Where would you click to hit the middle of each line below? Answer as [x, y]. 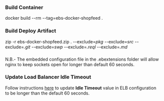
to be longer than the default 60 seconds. [47, 93]
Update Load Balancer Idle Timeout [48, 77]
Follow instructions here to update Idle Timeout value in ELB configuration [81, 88]
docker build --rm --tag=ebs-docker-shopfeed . [54, 18]
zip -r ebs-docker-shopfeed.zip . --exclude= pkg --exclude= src [69, 41]
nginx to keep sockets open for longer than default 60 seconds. [70, 64]
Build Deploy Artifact [31, 31]
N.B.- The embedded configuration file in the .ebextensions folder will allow [82, 59]
